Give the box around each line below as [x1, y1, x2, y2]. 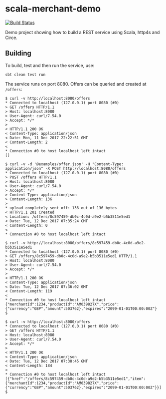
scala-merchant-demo [5, 3, 101, 15]
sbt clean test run [5, 72, 46, 77]
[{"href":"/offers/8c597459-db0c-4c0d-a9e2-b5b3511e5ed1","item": [5, 376, 146, 381]
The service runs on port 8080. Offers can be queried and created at [5, 81, 147, 87]
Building [5, 49, 31, 58]
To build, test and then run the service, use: [5, 62, 95, 68]
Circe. [5, 35, 17, 41]
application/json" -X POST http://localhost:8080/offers [5, 166, 126, 171]
